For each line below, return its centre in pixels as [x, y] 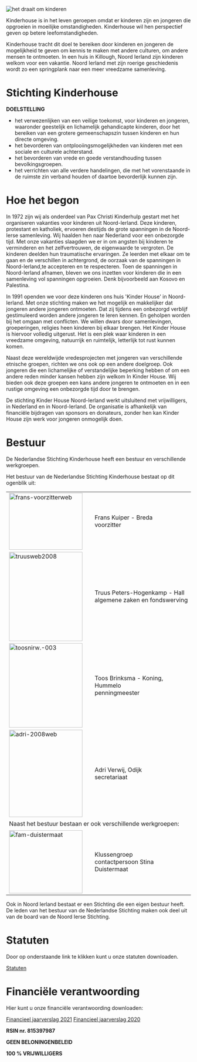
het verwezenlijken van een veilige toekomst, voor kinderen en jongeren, [102, 120]
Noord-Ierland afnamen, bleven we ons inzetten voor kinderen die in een [94, 272]
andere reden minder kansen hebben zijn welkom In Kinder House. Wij [91, 376]
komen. [15, 346]
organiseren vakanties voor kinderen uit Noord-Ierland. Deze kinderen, [91, 222]
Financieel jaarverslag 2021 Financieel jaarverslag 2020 [73, 1019]
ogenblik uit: [21, 483]
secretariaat [111, 777]
